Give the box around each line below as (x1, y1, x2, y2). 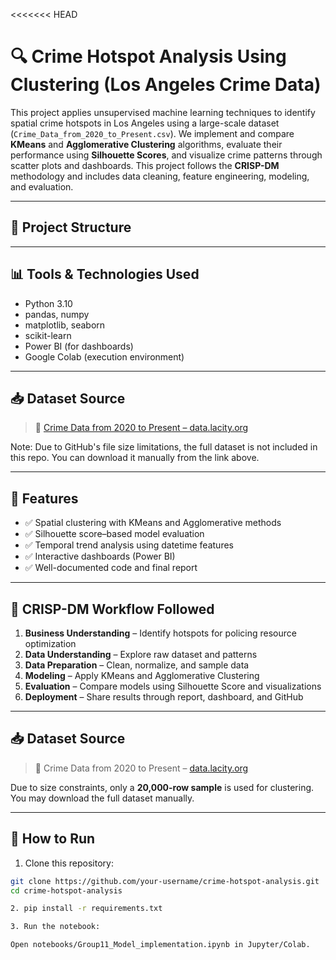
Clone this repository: (24, 857, 114, 869)
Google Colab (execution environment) (24, 350, 185, 363)
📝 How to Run (10, 830, 96, 848)
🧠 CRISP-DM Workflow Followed (10, 600, 215, 618)
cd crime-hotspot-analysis (10, 885, 123, 896)
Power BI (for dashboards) (24, 340, 134, 352)
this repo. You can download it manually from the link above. (10, 452, 260, 464)
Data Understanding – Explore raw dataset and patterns (24, 649, 258, 660)
